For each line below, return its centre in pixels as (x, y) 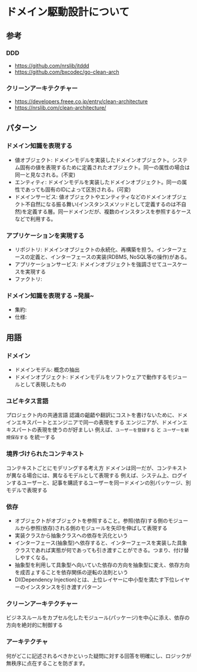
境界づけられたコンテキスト (45, 454)
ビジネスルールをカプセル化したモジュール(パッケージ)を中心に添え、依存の (98, 618)
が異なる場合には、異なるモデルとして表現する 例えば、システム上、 (89, 475)
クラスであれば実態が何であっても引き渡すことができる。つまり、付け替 (102, 550)
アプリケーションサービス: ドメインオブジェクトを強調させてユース (96, 264)
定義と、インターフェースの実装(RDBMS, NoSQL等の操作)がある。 (110, 257)
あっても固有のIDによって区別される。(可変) (78, 189)
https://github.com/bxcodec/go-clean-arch (67, 72)
